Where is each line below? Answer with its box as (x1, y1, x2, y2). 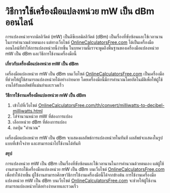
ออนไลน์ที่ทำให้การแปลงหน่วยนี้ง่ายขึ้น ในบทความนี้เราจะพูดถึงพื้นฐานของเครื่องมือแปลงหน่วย (5, 45, 159, 51)
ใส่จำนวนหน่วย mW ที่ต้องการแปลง (12, 113, 72, 119)
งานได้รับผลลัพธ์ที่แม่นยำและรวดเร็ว (5, 82, 64, 88)
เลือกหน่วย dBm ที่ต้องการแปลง (12, 119, 67, 125)
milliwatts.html (12, 108, 43, 114)
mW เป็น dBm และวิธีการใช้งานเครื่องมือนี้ (5, 50, 77, 56)
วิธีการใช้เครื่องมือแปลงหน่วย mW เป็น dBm (5, 6, 155, 17)
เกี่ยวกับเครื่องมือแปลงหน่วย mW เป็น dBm (5, 60, 79, 67)
